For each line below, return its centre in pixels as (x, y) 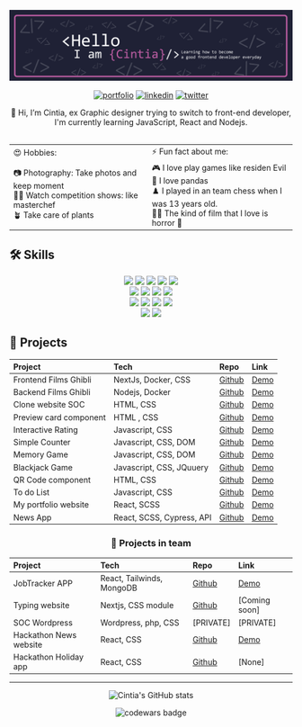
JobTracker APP (43, 583)
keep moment (39, 185)
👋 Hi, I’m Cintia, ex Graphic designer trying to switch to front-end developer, (151, 112)
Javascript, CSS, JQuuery (161, 467)
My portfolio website (51, 505)
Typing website (41, 605)
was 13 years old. (185, 204)
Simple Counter (42, 443)
